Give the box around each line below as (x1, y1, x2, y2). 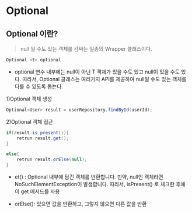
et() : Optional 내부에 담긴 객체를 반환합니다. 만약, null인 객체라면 (14, 173, 163, 180)
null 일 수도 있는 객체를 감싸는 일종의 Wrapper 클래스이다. (20, 46, 153, 52)
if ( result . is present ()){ (6, 130, 69, 135)
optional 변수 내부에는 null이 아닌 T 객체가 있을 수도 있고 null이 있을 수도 (14, 68, 180, 75)
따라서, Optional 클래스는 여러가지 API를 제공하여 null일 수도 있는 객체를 (22, 75, 187, 82)
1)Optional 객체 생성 (6, 95, 53, 102)
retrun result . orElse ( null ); (16, 156, 88, 163)
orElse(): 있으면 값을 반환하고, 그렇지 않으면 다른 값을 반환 (14, 200, 147, 207)
